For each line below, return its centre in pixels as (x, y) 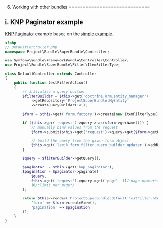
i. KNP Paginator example (44, 22)
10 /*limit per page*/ (53, 185)
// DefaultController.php (31, 47)
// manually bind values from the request (74, 127)
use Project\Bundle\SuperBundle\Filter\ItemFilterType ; (63, 65)
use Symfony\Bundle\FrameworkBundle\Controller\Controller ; (67, 61)
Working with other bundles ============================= (81, 7)
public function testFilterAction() (51, 83)
